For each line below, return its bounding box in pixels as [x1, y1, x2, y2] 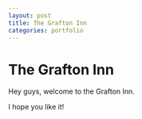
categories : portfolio [8, 26, 84, 34]
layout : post [8, 11, 52, 20]
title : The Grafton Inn [8, 19, 88, 27]
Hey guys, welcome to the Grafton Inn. [8, 86, 136, 96]
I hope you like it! [8, 102, 65, 112]
